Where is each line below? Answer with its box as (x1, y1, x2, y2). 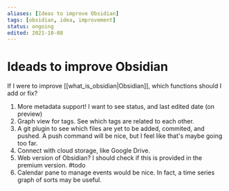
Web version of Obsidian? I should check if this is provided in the (17, 154, 203, 162)
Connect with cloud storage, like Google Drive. (17, 146, 151, 155)
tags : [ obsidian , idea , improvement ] (7, 17, 116, 23)
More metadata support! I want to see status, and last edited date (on (17, 103, 215, 111)
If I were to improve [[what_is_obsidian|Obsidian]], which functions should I (7, 82, 222, 90)
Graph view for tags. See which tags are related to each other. (17, 117, 195, 125)
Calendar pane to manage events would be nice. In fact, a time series (17, 168, 215, 177)
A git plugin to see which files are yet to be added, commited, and (17, 125, 205, 133)
